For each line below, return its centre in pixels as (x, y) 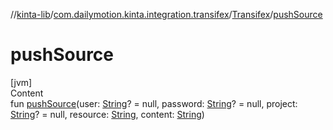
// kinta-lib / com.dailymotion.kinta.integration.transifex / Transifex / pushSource (166, 14)
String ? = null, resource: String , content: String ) (107, 114)
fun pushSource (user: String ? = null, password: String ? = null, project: (154, 103)
